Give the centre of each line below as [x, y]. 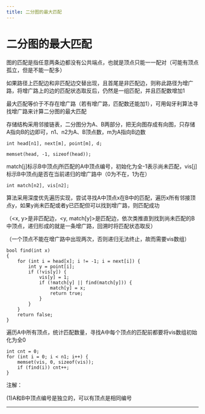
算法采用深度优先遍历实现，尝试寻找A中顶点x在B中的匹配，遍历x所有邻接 [99, 198]
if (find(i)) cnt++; [43, 368]
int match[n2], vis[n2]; [38, 185]
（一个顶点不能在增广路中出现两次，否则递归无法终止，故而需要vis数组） [98, 238]
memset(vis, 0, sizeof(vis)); [56, 362]
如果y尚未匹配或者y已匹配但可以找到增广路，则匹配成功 [90, 205]
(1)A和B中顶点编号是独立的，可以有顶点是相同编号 [69, 397]
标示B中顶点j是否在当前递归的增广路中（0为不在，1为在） [78, 174]
